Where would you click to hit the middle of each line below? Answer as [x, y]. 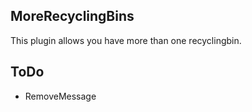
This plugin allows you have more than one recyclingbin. [126, 40]
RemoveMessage [60, 96]
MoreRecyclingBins [72, 16]
